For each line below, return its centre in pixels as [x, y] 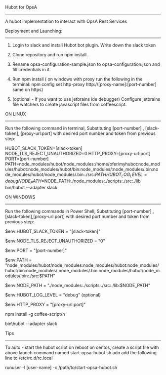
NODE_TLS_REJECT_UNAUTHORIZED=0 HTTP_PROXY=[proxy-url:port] [78, 153]
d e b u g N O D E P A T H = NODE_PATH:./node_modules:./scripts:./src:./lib [73, 181]
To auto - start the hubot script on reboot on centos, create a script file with [82, 347]
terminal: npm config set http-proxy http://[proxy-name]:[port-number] [84, 84]
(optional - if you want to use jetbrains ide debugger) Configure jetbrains [86, 99]
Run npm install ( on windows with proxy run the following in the [77, 79]
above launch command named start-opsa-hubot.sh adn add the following [81, 352]
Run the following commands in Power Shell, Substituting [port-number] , [80, 211]
